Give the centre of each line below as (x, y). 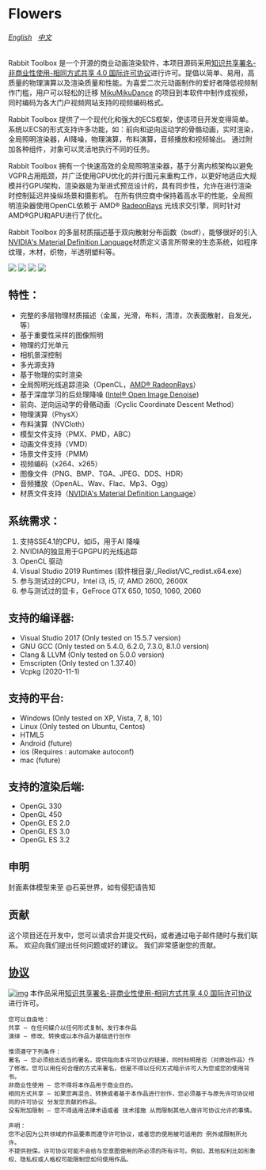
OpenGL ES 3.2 (45, 840)
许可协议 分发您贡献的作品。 (60, 1102)
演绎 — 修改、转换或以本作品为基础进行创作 (70, 1036)
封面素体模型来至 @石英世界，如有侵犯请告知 (82, 887)
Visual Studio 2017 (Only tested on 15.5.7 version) (100, 637)
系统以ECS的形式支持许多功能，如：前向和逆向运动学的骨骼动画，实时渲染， (133, 129)
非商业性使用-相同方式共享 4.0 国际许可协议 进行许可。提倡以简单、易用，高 (131, 73)
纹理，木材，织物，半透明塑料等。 (64, 252)
